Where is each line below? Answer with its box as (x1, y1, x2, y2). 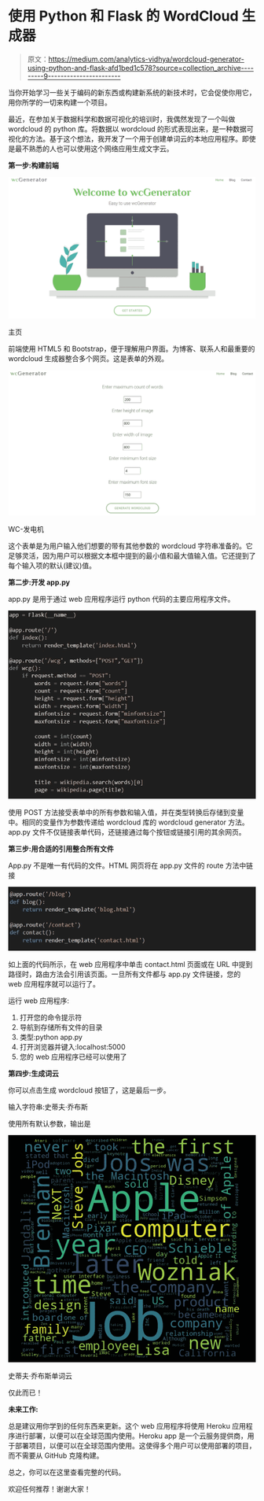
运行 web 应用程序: (8, 996, 69, 1005)
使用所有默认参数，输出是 (8, 1119, 91, 1128)
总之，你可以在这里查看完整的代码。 (8, 1468, 126, 1477)
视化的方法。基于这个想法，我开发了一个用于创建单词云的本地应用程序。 (8, 134, 242, 143)
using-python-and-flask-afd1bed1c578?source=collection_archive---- (27, 63, 254, 72)
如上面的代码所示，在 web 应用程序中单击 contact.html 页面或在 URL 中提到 (8, 959, 253, 968)
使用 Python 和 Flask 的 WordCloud (8, 7, 239, 25)
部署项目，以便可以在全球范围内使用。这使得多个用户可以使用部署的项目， (14, 1441, 256, 1451)
